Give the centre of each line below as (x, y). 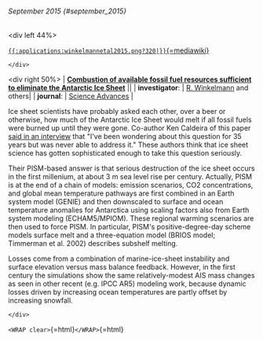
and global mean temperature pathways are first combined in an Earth (121, 193)
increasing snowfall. (40, 301)
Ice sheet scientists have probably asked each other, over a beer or (117, 112)
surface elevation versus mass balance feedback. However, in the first (122, 267)
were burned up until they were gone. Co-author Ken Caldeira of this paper (130, 128)
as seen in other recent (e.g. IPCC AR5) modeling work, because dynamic (127, 284)
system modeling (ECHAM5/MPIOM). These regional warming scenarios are (131, 218)
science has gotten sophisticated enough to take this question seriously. (125, 153)
